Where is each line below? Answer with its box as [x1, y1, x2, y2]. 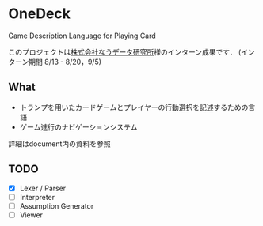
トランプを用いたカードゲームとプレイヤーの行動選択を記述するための [19, 102, 249, 111]
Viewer [19, 210, 44, 220]
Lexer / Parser [19, 183, 67, 193]
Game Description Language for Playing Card [8, 31, 156, 40]
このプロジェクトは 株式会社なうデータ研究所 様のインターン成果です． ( [8, 47, 242, 56]
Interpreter [19, 192, 55, 202]
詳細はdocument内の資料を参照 [8, 139, 111, 149]
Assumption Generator [19, 201, 94, 210]
